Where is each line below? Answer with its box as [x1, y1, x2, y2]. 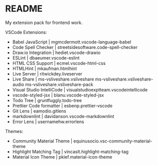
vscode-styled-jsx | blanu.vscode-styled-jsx [12, 92, 104, 98]
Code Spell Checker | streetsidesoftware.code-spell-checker [12, 44, 138, 50]
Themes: [5, 128, 23, 134]
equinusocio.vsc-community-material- [73, 138, 153, 144]
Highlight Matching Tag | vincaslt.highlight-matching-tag [12, 148, 129, 154]
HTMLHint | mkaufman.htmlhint [12, 65, 77, 71]
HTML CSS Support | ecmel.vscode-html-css [12, 60, 106, 66]
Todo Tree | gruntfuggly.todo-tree [12, 97, 82, 103]
